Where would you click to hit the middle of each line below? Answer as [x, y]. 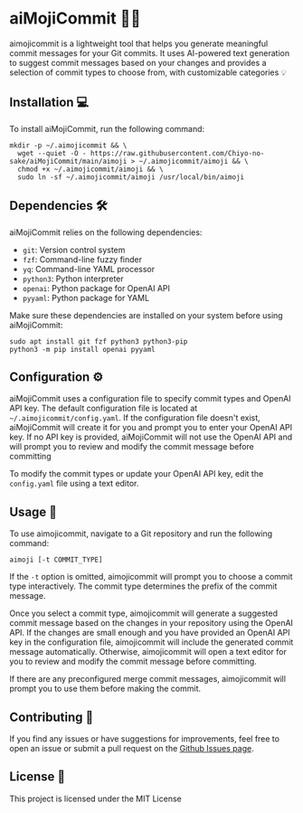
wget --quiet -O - [52, 153]
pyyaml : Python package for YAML [86, 298]
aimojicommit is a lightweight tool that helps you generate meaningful [139, 43]
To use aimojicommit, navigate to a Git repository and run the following [141, 534]
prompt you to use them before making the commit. [105, 689]
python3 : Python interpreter [73, 279]
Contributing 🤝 [52, 717]
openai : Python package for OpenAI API [96, 288]
